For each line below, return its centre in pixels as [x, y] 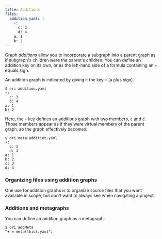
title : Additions [23, 9]
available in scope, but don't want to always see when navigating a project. [80, 196]
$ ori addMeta [19, 228]
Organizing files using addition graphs [51, 180]
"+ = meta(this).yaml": [29, 232]
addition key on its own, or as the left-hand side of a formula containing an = [81, 65]
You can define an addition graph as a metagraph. [55, 219]
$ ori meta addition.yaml [31, 138]
